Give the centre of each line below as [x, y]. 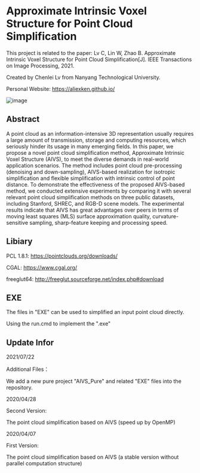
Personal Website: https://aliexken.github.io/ [61, 89]
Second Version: [27, 411]
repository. [19, 387]
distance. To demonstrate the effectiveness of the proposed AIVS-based [96, 184]
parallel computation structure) [44, 463]
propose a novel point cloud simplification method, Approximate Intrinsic [96, 152]
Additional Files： [28, 370]
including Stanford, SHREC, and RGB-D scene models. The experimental [95, 203]
